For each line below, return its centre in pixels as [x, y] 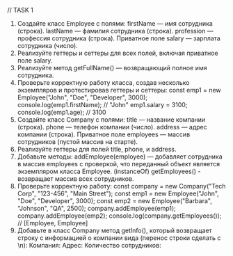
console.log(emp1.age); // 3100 [62, 112]
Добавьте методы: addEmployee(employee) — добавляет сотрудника [120, 157]
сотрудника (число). [47, 46]
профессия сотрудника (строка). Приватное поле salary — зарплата [119, 38]
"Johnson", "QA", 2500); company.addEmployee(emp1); [96, 208]
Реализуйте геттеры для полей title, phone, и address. [97, 149]
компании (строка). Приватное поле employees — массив [104, 134]
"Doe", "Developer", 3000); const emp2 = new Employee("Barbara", [114, 201]
